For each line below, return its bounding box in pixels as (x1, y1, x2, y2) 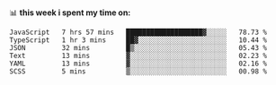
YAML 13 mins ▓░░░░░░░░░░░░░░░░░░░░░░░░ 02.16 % (9, 59, 268, 68)
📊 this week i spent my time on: (9, 7, 131, 18)
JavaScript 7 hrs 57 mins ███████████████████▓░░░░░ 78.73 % (9, 28, 268, 37)
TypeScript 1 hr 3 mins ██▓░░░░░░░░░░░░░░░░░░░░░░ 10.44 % (9, 36, 268, 45)
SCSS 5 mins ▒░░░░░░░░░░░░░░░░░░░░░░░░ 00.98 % (9, 67, 268, 76)
